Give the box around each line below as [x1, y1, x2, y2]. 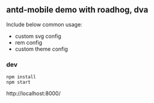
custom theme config [14, 45, 68, 52]
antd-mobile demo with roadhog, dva [6, 5, 149, 15]
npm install [6, 74, 36, 80]
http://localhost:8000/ [6, 90, 61, 97]
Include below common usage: [6, 20, 82, 28]
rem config [14, 39, 43, 46]
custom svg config [14, 33, 61, 40]
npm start [6, 80, 31, 86]
